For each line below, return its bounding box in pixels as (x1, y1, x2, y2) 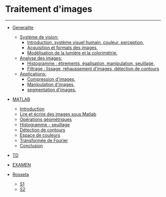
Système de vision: (19, 34, 59, 40)
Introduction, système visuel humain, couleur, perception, (27, 39, 144, 45)
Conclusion (19, 143, 43, 148)
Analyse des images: (19, 55, 62, 61)
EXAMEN (12, 162, 31, 168)
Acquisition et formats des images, (27, 45, 98, 50)
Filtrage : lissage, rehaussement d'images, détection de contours (27, 65, 160, 71)
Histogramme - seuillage (19, 121, 70, 127)
